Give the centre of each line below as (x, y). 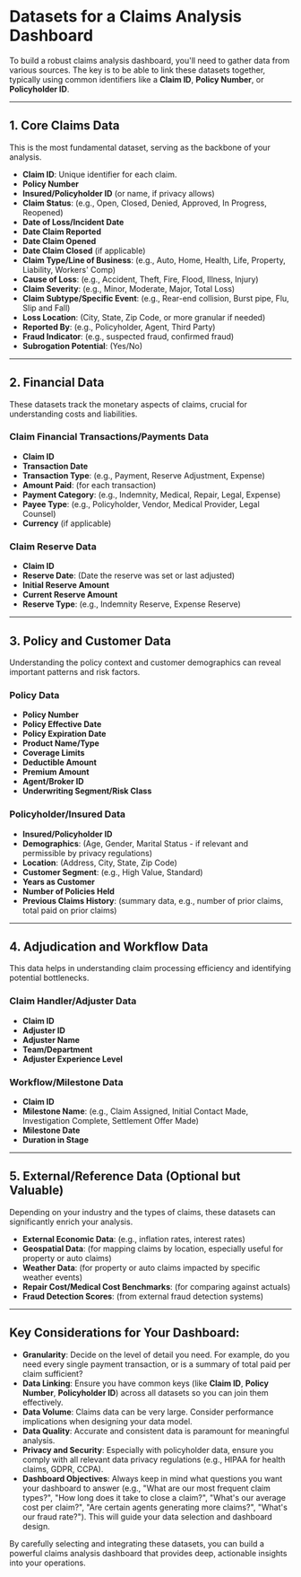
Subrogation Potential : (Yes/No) (82, 346)
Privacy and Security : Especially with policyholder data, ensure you (148, 1450)
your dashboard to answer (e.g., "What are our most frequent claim (146, 1488)
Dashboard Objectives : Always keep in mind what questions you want (152, 1478)
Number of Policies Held (68, 891)
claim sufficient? (52, 1373)
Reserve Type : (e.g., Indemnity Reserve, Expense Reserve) (132, 604)
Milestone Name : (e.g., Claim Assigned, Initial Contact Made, (135, 1111)
